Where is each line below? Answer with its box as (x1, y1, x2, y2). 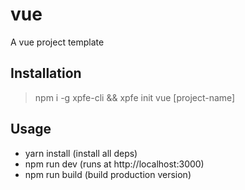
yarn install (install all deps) (24, 147, 138, 159)
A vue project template (10, 36, 105, 48)
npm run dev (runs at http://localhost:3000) (24, 158, 205, 170)
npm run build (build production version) (24, 168, 192, 180)
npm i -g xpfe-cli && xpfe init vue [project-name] (34, 91, 236, 103)
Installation (10, 65, 82, 82)
